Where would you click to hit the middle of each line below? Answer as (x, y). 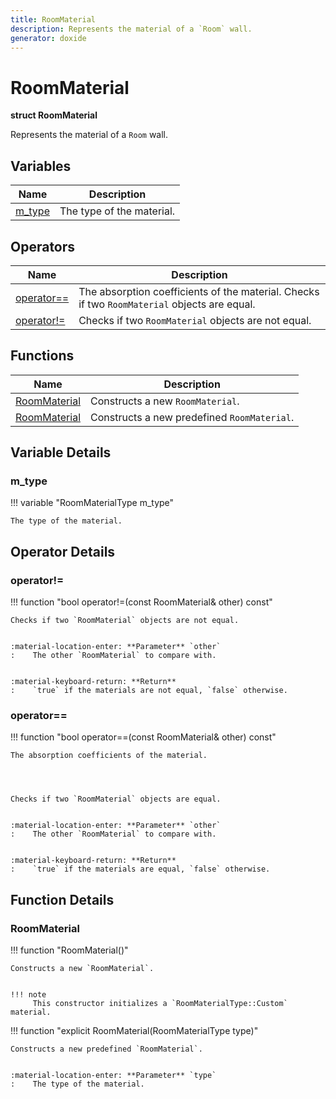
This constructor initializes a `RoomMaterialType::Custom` (160, 1004)
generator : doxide (48, 38)
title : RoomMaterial (53, 19)
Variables (41, 166)
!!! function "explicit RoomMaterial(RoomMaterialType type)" (134, 1031)
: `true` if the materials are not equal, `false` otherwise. (149, 691)
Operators (43, 246)
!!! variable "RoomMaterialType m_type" (92, 503)
